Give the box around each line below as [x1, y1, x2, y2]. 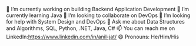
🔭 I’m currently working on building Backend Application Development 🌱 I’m [6, 6, 190, 12]
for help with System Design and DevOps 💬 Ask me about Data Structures [6, 18, 185, 25]
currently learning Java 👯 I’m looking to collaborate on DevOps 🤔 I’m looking [6, 12, 191, 19]
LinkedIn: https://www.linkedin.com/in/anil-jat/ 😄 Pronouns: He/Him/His [6, 33, 180, 40]
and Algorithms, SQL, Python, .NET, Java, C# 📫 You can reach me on [6, 25, 175, 32]
